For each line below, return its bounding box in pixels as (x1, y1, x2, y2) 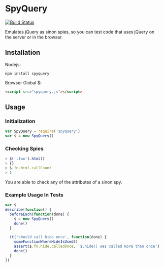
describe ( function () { (5, 207, 52, 212)
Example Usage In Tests (5, 191, 64, 198)
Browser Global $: (5, 79, 42, 85)
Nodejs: (5, 61, 21, 67)
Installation (5, 48, 40, 57)
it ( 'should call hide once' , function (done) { (9, 235, 107, 240)
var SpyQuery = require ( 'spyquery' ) (5, 129, 80, 134)
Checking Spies (5, 145, 44, 152)
